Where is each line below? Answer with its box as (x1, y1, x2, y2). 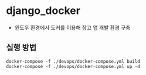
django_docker (6, 4, 81, 17)
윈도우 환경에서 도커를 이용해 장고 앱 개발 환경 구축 (14, 24, 131, 31)
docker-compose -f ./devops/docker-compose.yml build (6, 58, 141, 65)
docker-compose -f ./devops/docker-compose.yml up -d (6, 63, 141, 69)
